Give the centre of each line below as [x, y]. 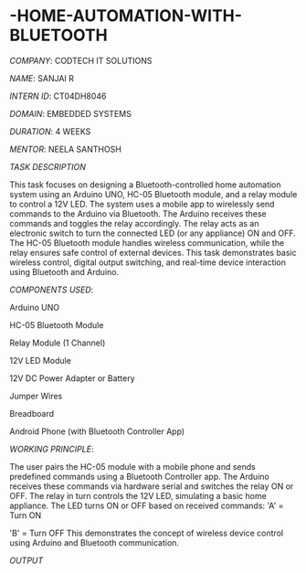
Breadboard [32, 413]
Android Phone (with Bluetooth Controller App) [97, 431]
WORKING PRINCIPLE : [52, 449]
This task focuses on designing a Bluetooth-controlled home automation [145, 185]
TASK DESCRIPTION [48, 166]
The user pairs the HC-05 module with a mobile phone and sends [132, 466]
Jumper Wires [36, 396]
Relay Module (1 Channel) [58, 343]
